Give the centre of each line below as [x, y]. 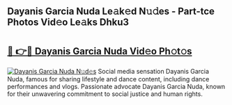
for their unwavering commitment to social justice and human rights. [105, 94]
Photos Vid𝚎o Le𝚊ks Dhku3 [68, 23]
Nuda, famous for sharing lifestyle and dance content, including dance [108, 79]
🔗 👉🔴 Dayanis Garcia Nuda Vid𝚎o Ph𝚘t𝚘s [100, 51]
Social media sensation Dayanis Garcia [154, 71]
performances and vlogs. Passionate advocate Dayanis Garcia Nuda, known [116, 87]
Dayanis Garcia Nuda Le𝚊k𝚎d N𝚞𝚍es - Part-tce [111, 11]
